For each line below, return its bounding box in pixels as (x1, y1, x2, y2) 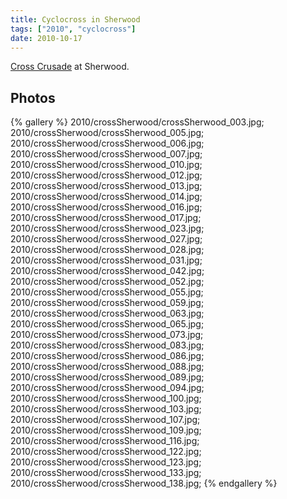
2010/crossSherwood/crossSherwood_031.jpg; (10, 254, 203, 266)
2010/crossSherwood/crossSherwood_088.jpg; (10, 361, 205, 373)
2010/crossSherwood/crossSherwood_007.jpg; (10, 148, 203, 160)
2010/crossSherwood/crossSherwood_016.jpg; (10, 201, 203, 213)
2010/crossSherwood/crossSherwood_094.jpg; (10, 382, 205, 394)
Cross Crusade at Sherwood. (10, 61, 130, 73)
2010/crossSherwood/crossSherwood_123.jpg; (10, 456, 202, 468)
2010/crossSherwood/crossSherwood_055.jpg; (10, 286, 204, 298)
